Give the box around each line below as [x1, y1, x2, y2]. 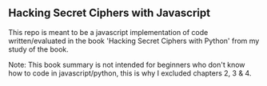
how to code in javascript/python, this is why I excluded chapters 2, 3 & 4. [8, 68, 252, 78]
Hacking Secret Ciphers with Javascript [8, 6, 210, 20]
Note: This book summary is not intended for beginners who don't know [8, 60, 245, 69]
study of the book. [8, 44, 70, 54]
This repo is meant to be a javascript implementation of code [8, 27, 209, 37]
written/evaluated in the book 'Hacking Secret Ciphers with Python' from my [8, 36, 260, 45]
